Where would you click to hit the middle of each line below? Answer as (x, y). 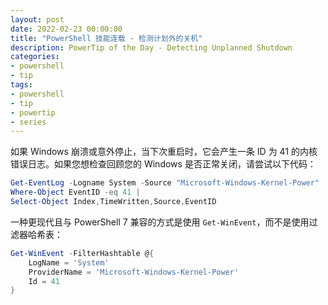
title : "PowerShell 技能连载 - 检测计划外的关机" (106, 38)
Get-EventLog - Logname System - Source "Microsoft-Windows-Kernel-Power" (165, 183)
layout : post (37, 19)
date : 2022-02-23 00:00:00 (66, 29)
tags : (21, 85)
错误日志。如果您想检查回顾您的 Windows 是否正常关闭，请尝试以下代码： (163, 164)
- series (28, 122)
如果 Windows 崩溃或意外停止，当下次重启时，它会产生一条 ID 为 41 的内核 (164, 152)
